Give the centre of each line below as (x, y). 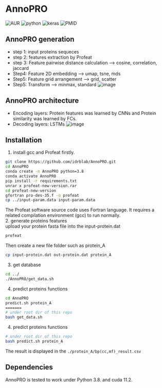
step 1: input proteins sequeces (46, 51)
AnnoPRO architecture (42, 101)
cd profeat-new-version (31, 191)
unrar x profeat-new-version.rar (41, 186)
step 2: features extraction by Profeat (52, 57)
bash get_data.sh (24, 317)
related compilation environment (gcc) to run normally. (63, 215)
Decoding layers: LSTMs (39, 124)
